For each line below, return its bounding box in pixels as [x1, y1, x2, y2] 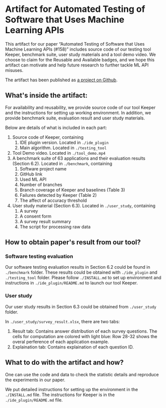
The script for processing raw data [19, 224, 91, 230]
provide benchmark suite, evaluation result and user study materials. [5, 115, 145, 121]
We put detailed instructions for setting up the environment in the [5, 386, 138, 392]
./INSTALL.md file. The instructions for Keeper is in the [5, 392, 115, 398]
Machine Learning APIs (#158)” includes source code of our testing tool [5, 46, 151, 52]
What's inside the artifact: [5, 91, 88, 100]
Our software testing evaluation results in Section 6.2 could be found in [5, 264, 150, 270]
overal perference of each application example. [12, 339, 109, 345]
